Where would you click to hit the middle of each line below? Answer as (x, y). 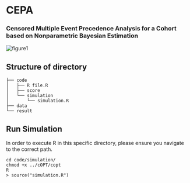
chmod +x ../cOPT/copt (34, 165)
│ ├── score (23, 91)
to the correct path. (29, 149)
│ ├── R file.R (27, 85)
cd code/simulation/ (31, 160)
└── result (19, 111)
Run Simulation (34, 129)
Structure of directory (47, 67)
